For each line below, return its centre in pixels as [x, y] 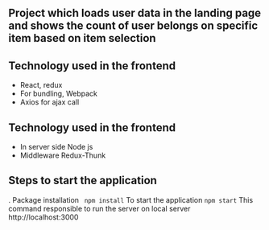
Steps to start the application [83, 181]
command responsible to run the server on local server [99, 208]
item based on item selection [82, 38]
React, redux [41, 85]
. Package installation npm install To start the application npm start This [131, 199]
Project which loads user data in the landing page [135, 13]
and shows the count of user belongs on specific [133, 26]
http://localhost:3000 [43, 217]
